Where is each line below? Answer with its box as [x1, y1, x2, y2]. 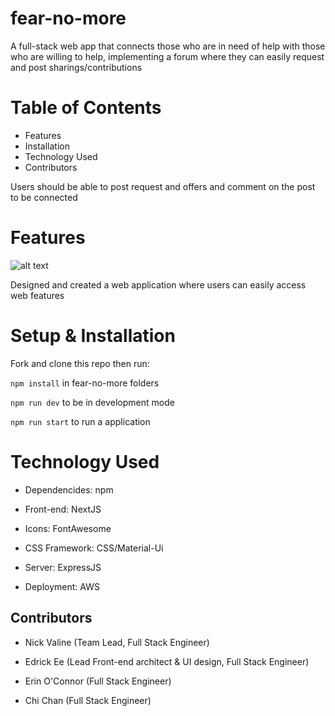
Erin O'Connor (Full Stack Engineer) [24, 675, 172, 687]
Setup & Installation [10, 325, 176, 347]
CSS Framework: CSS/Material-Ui [24, 542, 164, 554]
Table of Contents [10, 97, 162, 119]
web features [10, 289, 65, 301]
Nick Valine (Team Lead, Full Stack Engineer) [24, 636, 210, 648]
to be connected [10, 191, 78, 203]
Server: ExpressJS [24, 561, 102, 573]
